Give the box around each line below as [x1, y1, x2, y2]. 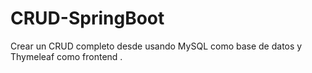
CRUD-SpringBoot [10, 7, 165, 30]
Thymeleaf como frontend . [10, 50, 123, 62]
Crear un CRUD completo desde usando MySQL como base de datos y [10, 40, 303, 52]
